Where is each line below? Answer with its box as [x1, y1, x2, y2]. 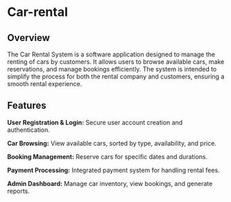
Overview [7, 32, 51, 44]
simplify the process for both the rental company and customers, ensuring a [7, 72, 225, 81]
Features [7, 100, 46, 112]
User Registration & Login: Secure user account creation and [7, 118, 183, 126]
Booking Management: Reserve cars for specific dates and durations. [7, 152, 208, 160]
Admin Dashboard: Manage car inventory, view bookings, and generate [7, 179, 213, 187]
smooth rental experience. [7, 80, 83, 87]
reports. [7, 187, 30, 195]
